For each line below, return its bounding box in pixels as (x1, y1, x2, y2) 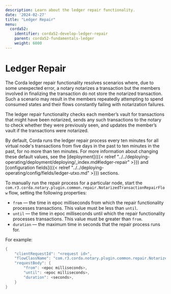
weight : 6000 (14, 41, 42, 46)
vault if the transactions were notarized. (5, 127, 89, 133)
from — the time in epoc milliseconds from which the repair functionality (12, 200, 164, 206)
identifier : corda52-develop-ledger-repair (14, 31, 108, 36)
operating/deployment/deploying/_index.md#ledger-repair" (5, 159, 130, 165)
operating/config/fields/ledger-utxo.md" (5, 169, 90, 176)
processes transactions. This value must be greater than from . (12, 215, 143, 222)
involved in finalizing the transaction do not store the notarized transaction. (5, 90, 163, 96)
